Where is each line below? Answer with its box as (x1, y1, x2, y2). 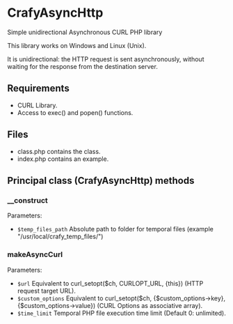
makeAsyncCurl (7, 249, 63, 259)
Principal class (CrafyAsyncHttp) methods (7, 174, 195, 186)
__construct (7, 195, 49, 205)
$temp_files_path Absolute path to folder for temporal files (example (17, 225, 214, 233)
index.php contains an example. (17, 155, 109, 163)
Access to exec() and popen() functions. (17, 108, 134, 116)
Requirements (7, 82, 70, 95)
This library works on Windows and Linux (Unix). (7, 41, 147, 49)
